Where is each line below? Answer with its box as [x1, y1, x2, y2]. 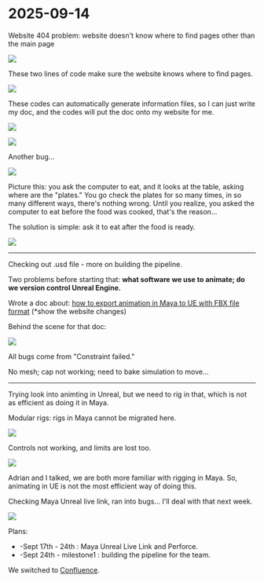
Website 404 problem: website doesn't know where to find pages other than [8, 31, 255, 40]
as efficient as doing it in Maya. [8, 397, 109, 407]
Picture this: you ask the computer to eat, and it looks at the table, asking [8, 181, 244, 191]
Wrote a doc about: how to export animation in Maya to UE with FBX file [8, 298, 240, 307]
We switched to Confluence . [8, 565, 100, 574]
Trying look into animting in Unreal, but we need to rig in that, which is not [8, 390, 247, 399]
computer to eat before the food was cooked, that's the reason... [8, 207, 218, 216]
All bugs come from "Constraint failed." [8, 351, 135, 361]
